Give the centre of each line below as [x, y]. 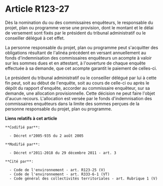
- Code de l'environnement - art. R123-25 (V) [57, 170]
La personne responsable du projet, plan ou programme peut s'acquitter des [81, 47]
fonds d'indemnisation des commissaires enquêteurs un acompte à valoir [79, 58]
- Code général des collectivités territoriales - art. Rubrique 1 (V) [84, 178]
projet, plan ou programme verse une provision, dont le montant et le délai [79, 27]
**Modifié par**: [23, 144]
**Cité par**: [19, 161]
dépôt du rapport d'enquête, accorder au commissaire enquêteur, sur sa [77, 88]
